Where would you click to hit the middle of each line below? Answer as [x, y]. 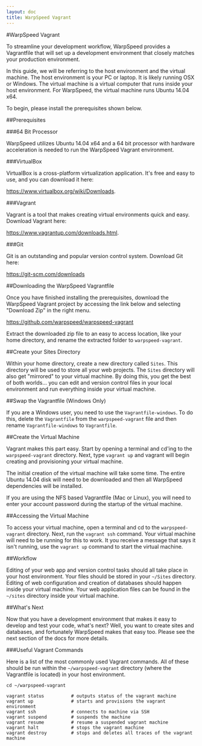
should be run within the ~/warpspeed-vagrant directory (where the [89, 668]
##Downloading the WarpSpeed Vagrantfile [60, 286]
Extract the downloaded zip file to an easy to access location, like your [94, 333]
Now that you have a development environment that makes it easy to [91, 619]
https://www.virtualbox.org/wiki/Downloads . [61, 191]
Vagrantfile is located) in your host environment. [66, 674]
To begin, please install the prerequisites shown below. [74, 108]
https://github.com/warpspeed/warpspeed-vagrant [70, 322]
